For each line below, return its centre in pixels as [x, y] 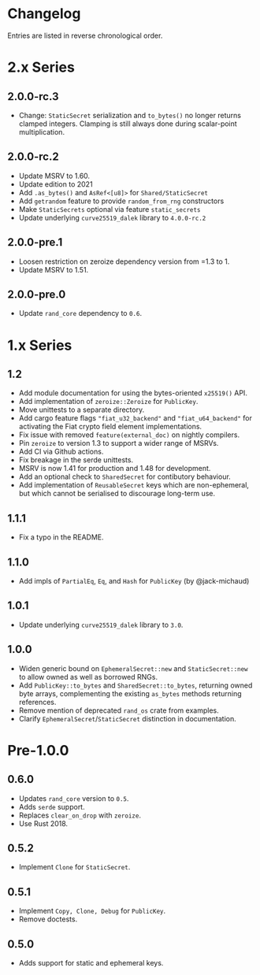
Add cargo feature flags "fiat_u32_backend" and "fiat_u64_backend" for [136, 418]
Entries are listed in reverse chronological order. [85, 35]
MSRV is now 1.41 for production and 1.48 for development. [115, 469]
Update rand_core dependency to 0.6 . [80, 313]
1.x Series [40, 345]
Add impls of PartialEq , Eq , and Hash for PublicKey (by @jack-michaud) [134, 581]
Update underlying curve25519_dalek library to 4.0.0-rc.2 [112, 217]
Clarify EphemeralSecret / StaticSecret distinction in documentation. [128, 718]
